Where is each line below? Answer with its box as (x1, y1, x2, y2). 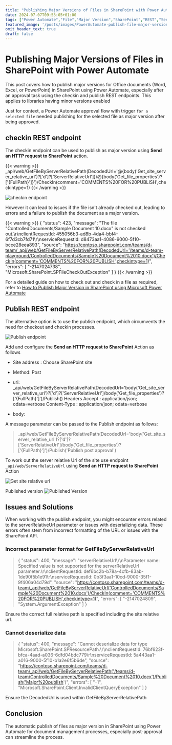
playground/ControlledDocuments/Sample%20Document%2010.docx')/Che (5, 252, 165, 258)
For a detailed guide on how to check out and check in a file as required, (5, 278, 158, 285)
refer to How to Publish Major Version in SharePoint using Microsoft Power (5, 284, 162, 290)
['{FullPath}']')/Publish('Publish (17, 447, 83, 453)
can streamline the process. (5, 734, 64, 740)
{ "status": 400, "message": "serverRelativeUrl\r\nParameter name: (17, 557, 160, 563)
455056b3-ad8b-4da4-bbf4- (56, 231, 119, 237)
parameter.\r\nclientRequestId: (17, 568, 83, 574)
